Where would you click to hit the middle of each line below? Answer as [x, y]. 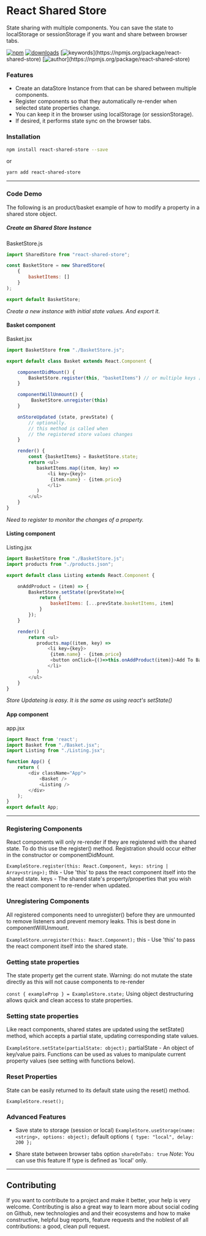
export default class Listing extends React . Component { [81, 575]
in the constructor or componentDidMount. [60, 855]
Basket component [31, 325]
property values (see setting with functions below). [71, 1061]
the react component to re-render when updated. [68, 885]
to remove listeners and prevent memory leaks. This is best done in [91, 921]
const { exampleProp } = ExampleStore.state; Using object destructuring [100, 994]
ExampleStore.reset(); [35, 1101]
